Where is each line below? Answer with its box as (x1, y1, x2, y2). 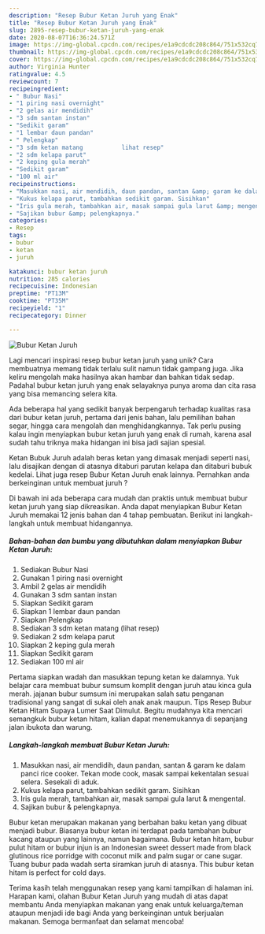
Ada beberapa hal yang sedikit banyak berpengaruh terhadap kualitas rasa (9, 404, 251, 414)
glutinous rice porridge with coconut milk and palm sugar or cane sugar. (9, 850, 243, 860)
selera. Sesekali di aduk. (20, 777, 100, 787)
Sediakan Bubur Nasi (20, 564, 89, 574)
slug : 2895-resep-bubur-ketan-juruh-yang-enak (9, 26, 164, 34)
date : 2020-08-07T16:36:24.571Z (9, 33, 115, 42)
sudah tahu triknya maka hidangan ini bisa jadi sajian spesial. (9, 437, 207, 447)
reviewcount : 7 (9, 77, 59, 85)
